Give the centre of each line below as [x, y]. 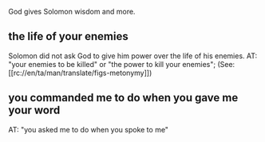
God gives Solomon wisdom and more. [72, 12]
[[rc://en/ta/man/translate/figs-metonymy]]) [80, 73]
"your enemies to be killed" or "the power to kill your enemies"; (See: [122, 64]
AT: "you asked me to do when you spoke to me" [89, 129]
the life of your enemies [69, 36]
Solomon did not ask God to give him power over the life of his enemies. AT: [133, 56]
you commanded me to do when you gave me [123, 98]
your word [34, 110]
